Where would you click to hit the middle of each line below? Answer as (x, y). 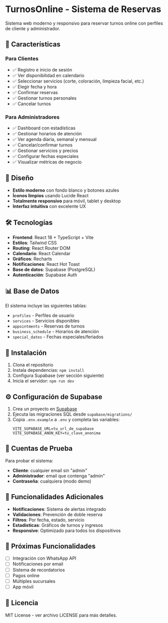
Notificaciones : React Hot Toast (46, 264)
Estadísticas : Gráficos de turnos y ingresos (58, 525)
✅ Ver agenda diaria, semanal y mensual (55, 139)
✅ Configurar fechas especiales (46, 156)
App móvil (23, 587)
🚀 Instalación (26, 353)
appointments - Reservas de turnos (49, 326)
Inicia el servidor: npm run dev (43, 381)
